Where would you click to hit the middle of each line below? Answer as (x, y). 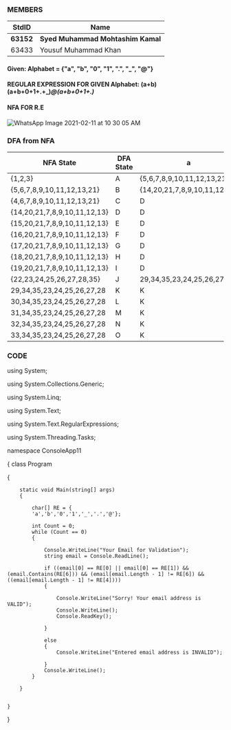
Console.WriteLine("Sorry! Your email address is (129, 599)
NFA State (60, 162)
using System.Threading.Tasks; (52, 438)
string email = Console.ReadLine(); (96, 556)
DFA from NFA (31, 140)
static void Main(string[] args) (67, 490)
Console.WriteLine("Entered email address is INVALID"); (140, 653)
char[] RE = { (52, 508)
